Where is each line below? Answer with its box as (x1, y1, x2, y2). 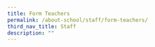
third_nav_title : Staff (7, 23, 77, 30)
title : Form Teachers (7, 10, 71, 17)
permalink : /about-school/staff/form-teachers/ (7, 17, 149, 23)
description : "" (7, 29, 54, 37)
